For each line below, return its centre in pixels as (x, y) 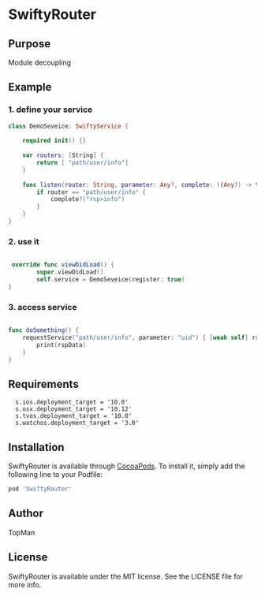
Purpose (30, 44)
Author (26, 514)
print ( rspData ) (62, 345)
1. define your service (50, 110)
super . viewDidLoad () (70, 272)
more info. (25, 584)
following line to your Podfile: (56, 475)
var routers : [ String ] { (63, 155)
